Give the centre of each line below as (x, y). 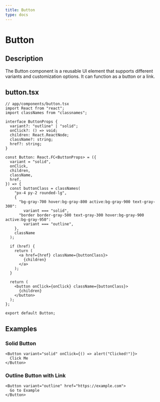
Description (24, 59)
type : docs (17, 15)
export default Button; (30, 313)
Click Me (19, 358)
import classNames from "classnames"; (46, 113)
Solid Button (21, 343)
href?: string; (26, 144)
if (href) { (23, 247)
